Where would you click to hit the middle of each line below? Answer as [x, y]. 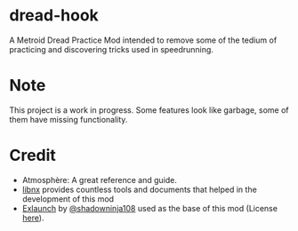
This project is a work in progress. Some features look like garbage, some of [149, 110]
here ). [33, 218]
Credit [32, 155]
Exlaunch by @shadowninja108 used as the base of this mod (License [150, 208]
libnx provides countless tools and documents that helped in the [140, 189]
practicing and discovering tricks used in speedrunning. [111, 49]
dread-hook [54, 16]
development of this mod [68, 199]
